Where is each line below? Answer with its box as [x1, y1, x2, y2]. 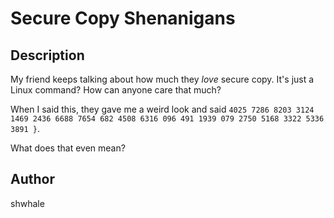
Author [10, 171, 55, 188]
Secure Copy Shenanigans [10, 7, 236, 30]
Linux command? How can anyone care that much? [10, 84, 222, 96]
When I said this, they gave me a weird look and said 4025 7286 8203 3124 [10, 103, 315, 115]
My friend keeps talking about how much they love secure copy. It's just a [10, 73, 315, 85]
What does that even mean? [10, 142, 126, 154]
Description [10, 47, 85, 64]
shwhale [10, 197, 45, 209]
